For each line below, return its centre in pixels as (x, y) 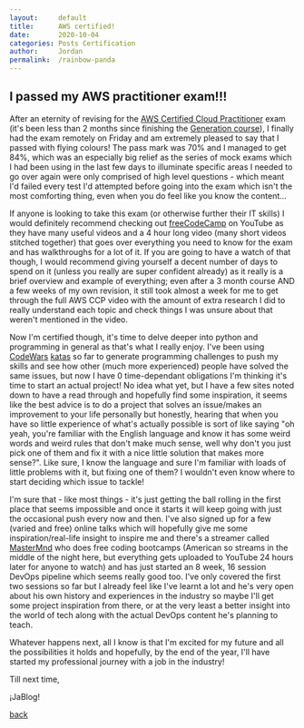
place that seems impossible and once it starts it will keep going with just (146, 508)
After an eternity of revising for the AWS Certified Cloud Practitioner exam (147, 118)
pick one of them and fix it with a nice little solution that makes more (137, 453)
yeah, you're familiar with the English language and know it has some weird (150, 433)
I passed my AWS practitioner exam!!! (118, 97)
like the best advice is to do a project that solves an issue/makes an (136, 404)
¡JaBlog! (25, 696)
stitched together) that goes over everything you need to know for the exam (151, 242)
